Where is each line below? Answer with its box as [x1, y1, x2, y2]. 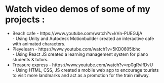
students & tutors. [12, 56, 49, 62]
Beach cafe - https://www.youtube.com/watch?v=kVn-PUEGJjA [12, 30, 143, 36]
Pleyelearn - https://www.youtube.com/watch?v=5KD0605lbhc [12, 46, 141, 52]
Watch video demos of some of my [5, 3, 151, 15]
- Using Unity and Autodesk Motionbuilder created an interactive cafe [12, 36, 154, 41]
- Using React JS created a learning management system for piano [12, 51, 148, 57]
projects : [5, 14, 45, 25]
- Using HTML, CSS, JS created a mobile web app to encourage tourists [12, 67, 159, 73]
